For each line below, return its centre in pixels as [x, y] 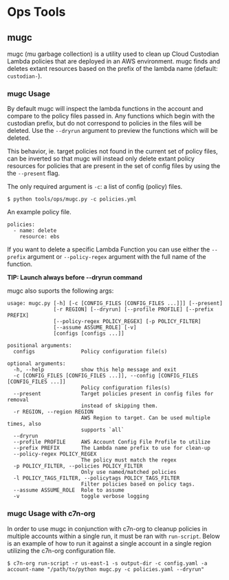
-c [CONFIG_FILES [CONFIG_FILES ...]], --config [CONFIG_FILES [106, 376]
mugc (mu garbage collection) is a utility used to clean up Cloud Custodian [113, 54]
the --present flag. [34, 174]
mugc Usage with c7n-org [51, 514]
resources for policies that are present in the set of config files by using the [114, 166]
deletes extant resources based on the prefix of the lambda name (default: [112, 69]
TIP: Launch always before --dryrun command [75, 278]
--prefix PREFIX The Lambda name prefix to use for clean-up [112, 448]
